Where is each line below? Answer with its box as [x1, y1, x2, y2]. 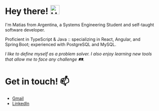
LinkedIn [12, 100, 30, 106]
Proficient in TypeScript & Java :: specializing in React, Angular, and [5, 36, 141, 42]
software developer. [5, 27, 45, 32]
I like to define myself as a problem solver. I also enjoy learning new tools [5, 51, 152, 57]
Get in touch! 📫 [5, 76, 70, 87]
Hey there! [5, 6, 49, 17]
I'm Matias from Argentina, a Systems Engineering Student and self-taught [5, 22, 154, 28]
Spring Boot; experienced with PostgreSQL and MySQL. [5, 41, 117, 47]
